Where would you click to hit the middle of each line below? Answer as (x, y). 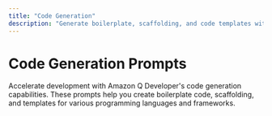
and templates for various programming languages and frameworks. (122, 103)
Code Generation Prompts (98, 64)
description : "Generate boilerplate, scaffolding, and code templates (130, 24)
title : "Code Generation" (52, 16)
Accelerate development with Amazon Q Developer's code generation (125, 86)
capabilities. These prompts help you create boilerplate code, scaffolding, (131, 95)
